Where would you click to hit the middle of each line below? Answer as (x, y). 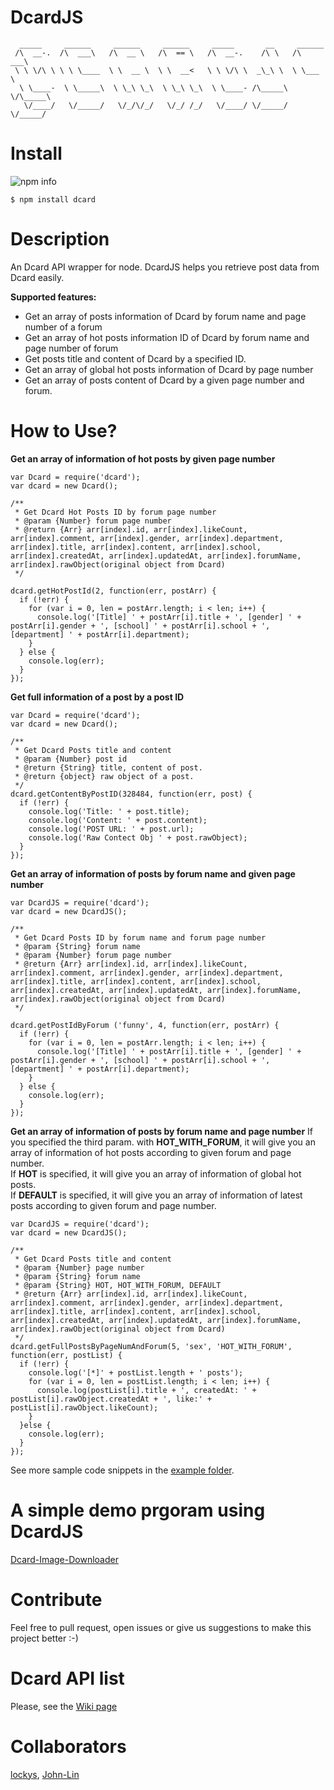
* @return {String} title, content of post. (108, 767)
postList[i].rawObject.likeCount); (84, 1407)
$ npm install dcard (53, 199)
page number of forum (71, 348)
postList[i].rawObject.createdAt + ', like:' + (111, 1399)
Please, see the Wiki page (64, 1706)
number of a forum (63, 327)
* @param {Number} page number (79, 1267)
